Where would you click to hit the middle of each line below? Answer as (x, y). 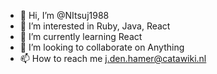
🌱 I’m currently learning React (81, 36)
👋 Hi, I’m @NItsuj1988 (64, 15)
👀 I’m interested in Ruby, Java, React (95, 26)
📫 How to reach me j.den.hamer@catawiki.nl (113, 58)
